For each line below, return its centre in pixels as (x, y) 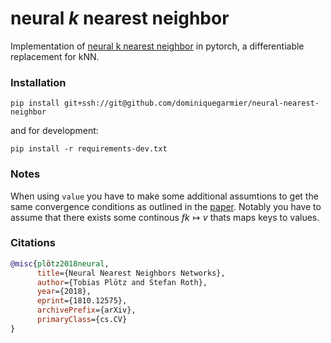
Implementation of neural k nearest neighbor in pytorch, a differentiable (157, 46)
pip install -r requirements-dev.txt (89, 149)
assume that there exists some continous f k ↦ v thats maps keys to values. (165, 217)
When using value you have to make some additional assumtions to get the (164, 196)
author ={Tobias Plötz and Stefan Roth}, (122, 282)
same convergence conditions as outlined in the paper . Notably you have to (166, 206)
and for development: (54, 131)
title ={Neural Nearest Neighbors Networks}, (131, 273)
